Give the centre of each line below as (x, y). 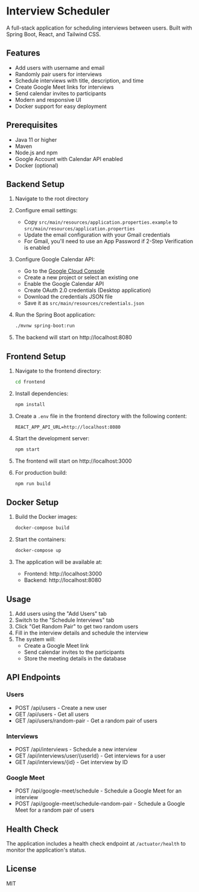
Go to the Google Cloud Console (64, 271)
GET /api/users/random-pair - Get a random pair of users (86, 720)
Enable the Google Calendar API (64, 284)
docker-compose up (38, 551)
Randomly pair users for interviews (58, 74)
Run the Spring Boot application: (55, 315)
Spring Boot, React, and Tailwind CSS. (54, 34)
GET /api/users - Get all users (52, 714)
